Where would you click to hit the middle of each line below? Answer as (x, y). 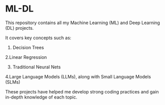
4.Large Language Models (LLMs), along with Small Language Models (78, 76)
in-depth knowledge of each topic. (41, 97)
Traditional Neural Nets (36, 67)
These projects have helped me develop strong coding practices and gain (82, 91)
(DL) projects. (19, 28)
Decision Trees (28, 47)
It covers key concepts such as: (38, 38)
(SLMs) (13, 82)
